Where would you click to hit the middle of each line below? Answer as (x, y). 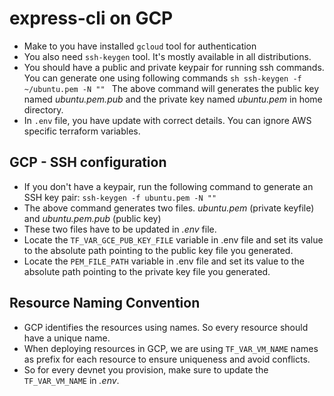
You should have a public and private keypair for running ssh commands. (174, 67)
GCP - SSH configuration (88, 162)
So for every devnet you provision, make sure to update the (146, 369)
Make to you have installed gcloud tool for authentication (140, 46)
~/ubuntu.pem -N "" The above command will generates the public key (171, 88)
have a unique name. (67, 338)
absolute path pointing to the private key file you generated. (147, 271)
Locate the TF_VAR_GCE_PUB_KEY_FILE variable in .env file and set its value (173, 239)
